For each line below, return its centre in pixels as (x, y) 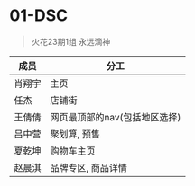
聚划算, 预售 (75, 134)
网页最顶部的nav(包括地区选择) (116, 117)
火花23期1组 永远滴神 (71, 41)
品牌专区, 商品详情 (89, 167)
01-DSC (39, 16)
